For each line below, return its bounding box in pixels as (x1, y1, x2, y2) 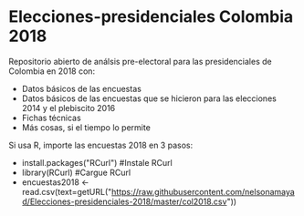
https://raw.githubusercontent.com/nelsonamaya (111, 186, 296, 197)
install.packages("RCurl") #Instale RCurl (21, 157, 173, 168)
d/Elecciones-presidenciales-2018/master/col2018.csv (21, 196, 227, 207)
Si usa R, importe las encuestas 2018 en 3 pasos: (8, 139, 194, 150)
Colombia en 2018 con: (8, 66, 96, 77)
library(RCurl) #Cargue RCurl (21, 167, 131, 178)
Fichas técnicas (21, 112, 81, 123)
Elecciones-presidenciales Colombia (8, 6, 294, 27)
